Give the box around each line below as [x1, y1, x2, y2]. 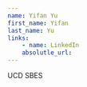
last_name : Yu [7, 26, 55, 34]
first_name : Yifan [7, 19, 69, 27]
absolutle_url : [22, 49, 73, 57]
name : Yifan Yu [7, 11, 58, 20]
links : [7, 34, 30, 42]
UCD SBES [7, 71, 43, 80]
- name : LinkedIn [22, 42, 80, 49]
